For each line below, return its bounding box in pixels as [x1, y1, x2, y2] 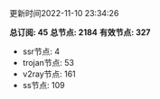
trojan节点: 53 [22, 58, 75, 67]
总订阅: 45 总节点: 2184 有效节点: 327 [9, 27, 151, 38]
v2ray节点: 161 [22, 68, 77, 79]
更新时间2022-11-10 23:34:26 [9, 8, 119, 18]
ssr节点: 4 [22, 46, 61, 57]
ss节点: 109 [22, 80, 65, 90]
